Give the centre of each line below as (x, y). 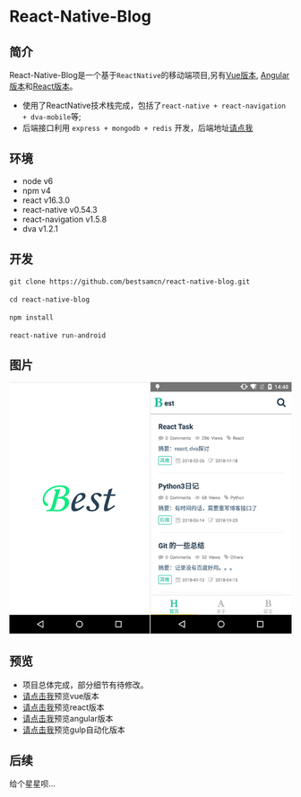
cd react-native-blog (50, 299)
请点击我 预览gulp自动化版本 (73, 730)
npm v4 (36, 190)
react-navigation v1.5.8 (64, 219)
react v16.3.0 (46, 200)
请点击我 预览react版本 (63, 707)
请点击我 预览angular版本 (68, 718)
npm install (31, 317)
